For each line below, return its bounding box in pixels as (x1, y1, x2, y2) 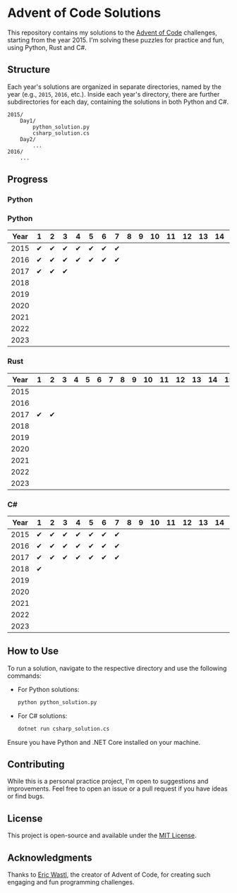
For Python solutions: (17, 685, 80, 693)
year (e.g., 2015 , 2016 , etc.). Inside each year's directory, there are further (7, 90, 220, 98)
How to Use (7, 645, 59, 657)
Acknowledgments (7, 851, 93, 863)
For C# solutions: (17, 711, 68, 720)
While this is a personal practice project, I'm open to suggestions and (7, 777, 209, 786)
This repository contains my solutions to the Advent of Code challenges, (7, 28, 217, 37)
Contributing (7, 758, 65, 770)
